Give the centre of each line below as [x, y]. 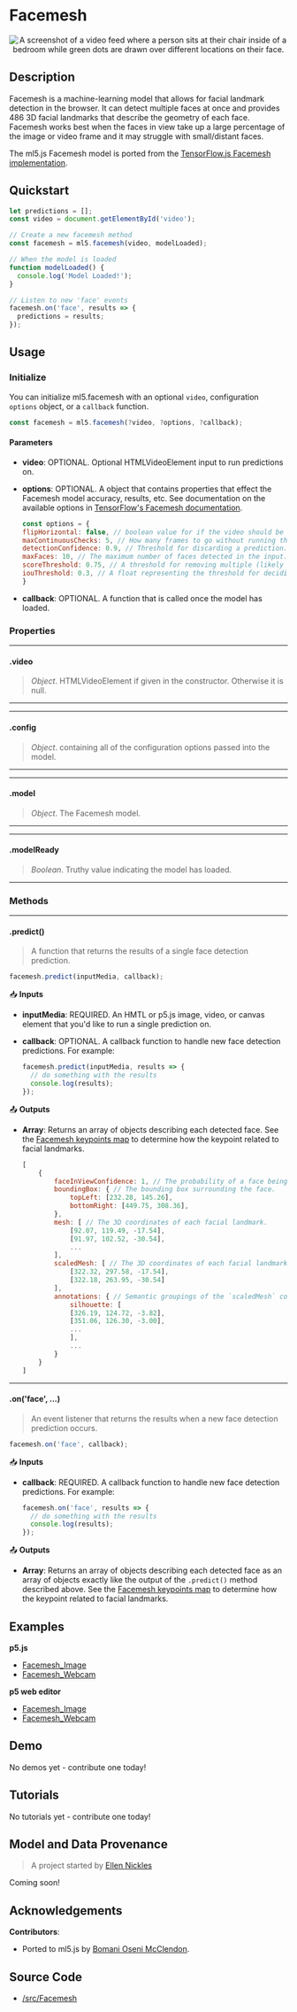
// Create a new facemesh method [71, 236]
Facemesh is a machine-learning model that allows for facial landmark [137, 98]
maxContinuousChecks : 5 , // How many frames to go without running [149, 540]
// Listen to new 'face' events [69, 300]
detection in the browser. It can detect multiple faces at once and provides [145, 108]
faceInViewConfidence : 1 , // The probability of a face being [171, 1181]
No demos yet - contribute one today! [78, 1767]
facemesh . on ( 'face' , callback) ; [69, 1444]
